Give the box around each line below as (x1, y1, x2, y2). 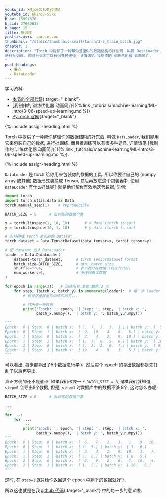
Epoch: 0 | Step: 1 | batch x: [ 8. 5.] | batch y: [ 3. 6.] (5, 445, 147, 450)
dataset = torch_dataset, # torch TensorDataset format (14, 257, 138, 262)
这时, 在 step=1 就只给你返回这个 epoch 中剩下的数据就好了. (5, 477, 127, 483)
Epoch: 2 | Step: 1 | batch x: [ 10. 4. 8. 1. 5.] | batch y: (5, 347, 161, 353)
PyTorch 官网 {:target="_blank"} (12, 114, 77, 119)
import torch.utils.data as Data (5, 198, 74, 203)
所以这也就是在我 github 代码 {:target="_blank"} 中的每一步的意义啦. (5, 487, 142, 494)
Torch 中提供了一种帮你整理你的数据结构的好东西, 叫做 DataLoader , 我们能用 (5, 134, 159, 140)
